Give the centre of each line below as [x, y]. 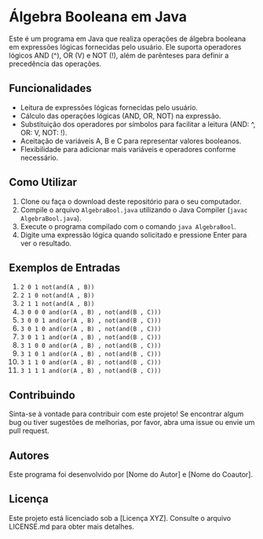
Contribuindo [42, 395]
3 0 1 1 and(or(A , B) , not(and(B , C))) [91, 338]
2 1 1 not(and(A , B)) [57, 304]
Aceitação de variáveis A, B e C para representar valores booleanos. [131, 141]
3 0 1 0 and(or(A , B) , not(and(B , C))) [91, 329]
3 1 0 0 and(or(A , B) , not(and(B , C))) [91, 346]
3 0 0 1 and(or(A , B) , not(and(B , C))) [91, 321]
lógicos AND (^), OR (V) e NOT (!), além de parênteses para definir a [119, 55]
